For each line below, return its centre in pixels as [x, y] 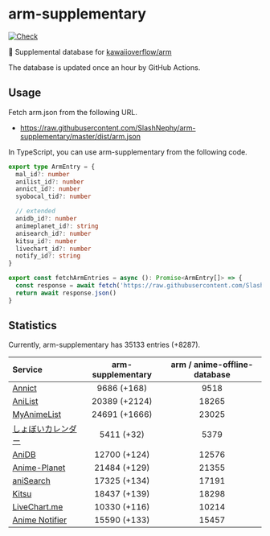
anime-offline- [223, 365]
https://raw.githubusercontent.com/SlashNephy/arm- [108, 128]
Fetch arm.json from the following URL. [73, 112]
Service [27, 369]
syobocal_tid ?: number [53, 197]
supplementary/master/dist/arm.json [80, 136]
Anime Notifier [39, 520]
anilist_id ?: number [50, 182]
